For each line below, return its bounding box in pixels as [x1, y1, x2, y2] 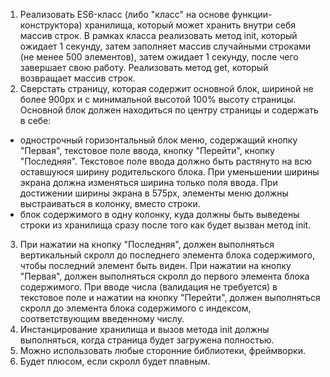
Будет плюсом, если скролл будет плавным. [19, 355, 211, 367]
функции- [231, 9, 273, 20]
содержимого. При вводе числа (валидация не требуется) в [19, 281, 278, 293]
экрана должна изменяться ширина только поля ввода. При [19, 177, 278, 188]
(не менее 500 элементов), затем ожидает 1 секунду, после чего [19, 51, 299, 63]
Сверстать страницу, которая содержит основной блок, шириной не [19, 83, 314, 94]
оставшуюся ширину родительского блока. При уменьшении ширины [19, 166, 320, 178]
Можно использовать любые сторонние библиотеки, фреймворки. [19, 345, 306, 356]
